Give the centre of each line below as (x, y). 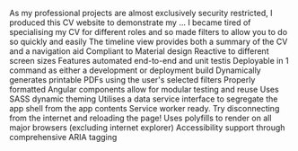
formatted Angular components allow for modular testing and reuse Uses (145, 89)
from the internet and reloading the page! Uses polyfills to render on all (140, 118)
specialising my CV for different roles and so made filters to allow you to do (149, 32)
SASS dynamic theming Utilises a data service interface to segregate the (144, 99)
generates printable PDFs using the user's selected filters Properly (132, 80)
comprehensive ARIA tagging (63, 137)
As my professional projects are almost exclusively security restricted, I (141, 13)
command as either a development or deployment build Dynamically (136, 70)
